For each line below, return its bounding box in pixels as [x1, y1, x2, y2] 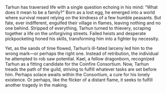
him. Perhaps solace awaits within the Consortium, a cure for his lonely [5, 72, 150, 77]
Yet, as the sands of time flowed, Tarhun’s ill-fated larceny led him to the [5, 46, 153, 51]
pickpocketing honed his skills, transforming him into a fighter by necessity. [5, 36, 160, 42]
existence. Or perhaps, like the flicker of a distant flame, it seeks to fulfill [5, 77, 153, 83]
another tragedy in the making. [5, 82, 68, 88]
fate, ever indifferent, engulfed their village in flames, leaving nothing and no [5, 20, 161, 26]
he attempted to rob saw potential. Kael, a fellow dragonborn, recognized [5, 56, 155, 61]
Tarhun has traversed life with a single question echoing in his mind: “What [5, 4, 158, 10]
